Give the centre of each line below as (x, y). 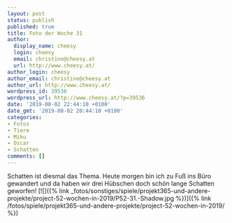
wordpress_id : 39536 (37, 91)
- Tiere (19, 130)
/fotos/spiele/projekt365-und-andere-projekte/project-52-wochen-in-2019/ (116, 206)
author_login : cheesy (39, 72)
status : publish (31, 20)
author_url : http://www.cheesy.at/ (59, 85)
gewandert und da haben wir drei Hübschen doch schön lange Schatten (111, 183)
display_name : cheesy (45, 46)
